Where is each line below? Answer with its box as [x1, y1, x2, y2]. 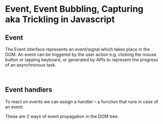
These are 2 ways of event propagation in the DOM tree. [5, 113, 119, 119]
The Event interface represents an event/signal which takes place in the [5, 47, 150, 52]
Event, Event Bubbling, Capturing [5, 3, 144, 15]
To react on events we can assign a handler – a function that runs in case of [5, 99, 159, 104]
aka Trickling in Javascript [5, 14, 115, 25]
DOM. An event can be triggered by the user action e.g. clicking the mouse [5, 51, 157, 57]
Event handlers [5, 86, 53, 94]
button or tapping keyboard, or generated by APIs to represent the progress [5, 57, 159, 62]
